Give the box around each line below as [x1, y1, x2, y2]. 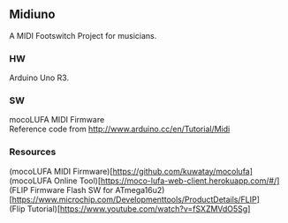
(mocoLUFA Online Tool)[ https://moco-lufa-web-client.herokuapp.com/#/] [9, 175, 280, 186]
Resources [9, 145, 57, 158]
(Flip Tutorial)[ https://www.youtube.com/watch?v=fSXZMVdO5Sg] [9, 203, 251, 214]
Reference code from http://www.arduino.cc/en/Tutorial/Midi [9, 123, 231, 135]
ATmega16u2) [115, 184, 165, 195]
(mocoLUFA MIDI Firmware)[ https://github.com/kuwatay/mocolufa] [9, 166, 254, 176]
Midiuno [9, 7, 56, 22]
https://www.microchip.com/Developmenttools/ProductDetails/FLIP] [11, 194, 261, 204]
